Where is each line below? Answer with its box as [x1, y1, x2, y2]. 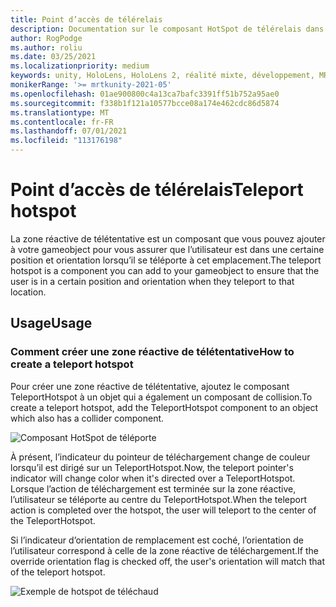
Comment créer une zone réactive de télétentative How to [10, 345, 295, 359]
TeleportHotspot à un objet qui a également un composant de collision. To [10, 391, 313, 403]
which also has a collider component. [10, 412, 165, 424]
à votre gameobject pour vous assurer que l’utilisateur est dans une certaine [10, 243, 325, 255]
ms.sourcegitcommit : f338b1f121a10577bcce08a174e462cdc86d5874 [10, 98, 280, 108]
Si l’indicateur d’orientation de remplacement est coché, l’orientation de [10, 534, 304, 546]
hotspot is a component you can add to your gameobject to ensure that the [10, 264, 320, 276]
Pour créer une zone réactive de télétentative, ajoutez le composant [10, 380, 290, 392]
